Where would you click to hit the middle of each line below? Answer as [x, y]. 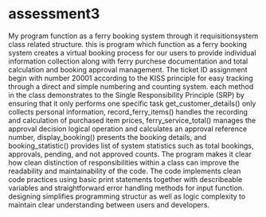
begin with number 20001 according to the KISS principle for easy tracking [131, 78]
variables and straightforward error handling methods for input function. [126, 188]
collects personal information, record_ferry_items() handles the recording [128, 111]
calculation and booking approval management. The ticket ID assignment [128, 69]
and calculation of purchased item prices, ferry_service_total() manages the [132, 120]
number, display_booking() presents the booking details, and [108, 137]
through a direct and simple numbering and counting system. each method [131, 86]
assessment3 [54, 14]
